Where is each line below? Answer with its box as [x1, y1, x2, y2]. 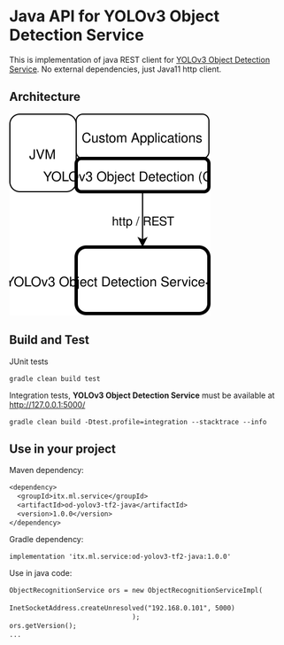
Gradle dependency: [9, 534, 84, 545]
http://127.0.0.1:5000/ [9, 399, 86, 409]
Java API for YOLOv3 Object [9, 6, 219, 27]
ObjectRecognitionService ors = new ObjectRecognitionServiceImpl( [9, 587, 264, 595]
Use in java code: [9, 568, 73, 579]
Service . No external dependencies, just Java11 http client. [9, 64, 222, 74]
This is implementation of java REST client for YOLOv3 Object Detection [9, 54, 271, 65]
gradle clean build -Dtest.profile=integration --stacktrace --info [9, 417, 267, 426]
